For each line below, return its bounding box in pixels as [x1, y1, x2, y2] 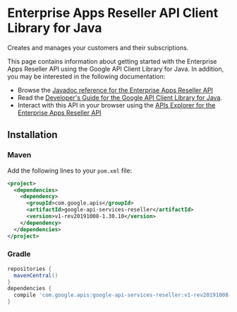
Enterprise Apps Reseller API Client [7, 5, 219, 21]
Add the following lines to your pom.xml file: [7, 166, 133, 175]
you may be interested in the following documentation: [7, 72, 166, 81]
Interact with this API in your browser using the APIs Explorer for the [17, 100, 216, 109]
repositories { [7, 265, 52, 272]
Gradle [7, 249, 31, 259]
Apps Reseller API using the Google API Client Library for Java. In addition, [7, 64, 224, 73]
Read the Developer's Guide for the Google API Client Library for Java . [17, 93, 223, 102]
